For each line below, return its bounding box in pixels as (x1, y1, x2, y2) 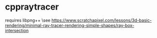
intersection (5, 27, 29, 33)
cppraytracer (5, 1, 59, 13)
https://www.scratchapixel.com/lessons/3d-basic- (51, 17, 152, 23)
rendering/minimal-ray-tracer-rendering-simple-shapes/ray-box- (5, 22, 134, 28)
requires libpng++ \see (5, 17, 51, 23)
